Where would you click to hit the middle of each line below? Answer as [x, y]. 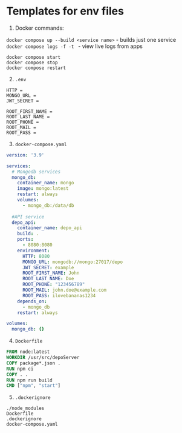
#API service [28, 216]
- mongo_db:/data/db [48, 205]
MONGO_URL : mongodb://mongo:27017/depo [72, 262]
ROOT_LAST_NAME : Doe [48, 279]
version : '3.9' [25, 155]
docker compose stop [32, 62]
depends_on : [32, 301]
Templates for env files [65, 11]
